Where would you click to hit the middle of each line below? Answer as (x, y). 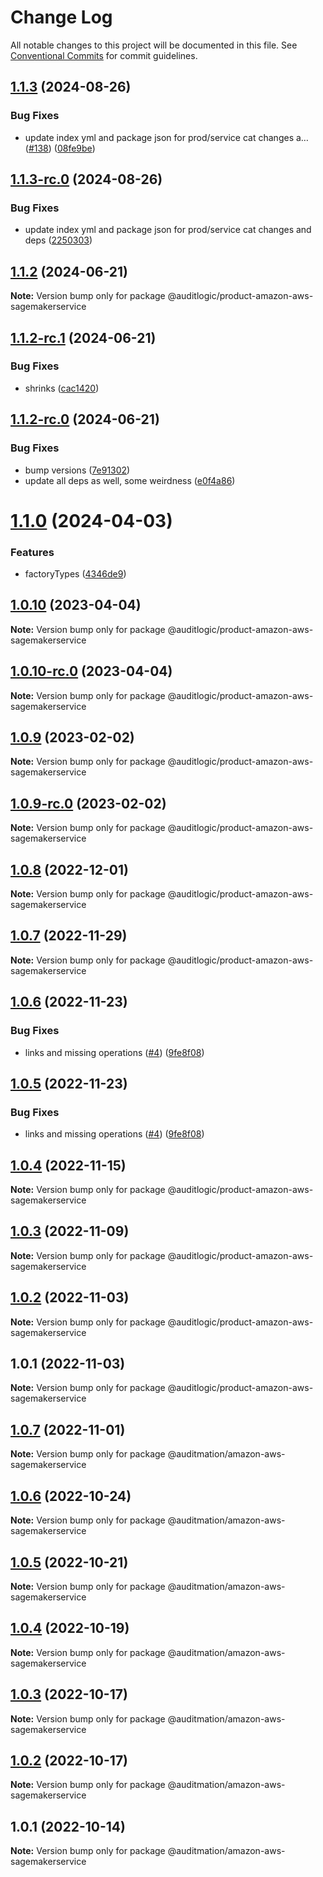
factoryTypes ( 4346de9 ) (75, 573)
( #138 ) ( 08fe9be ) (60, 148)
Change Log (61, 17)
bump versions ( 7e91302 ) (77, 470)
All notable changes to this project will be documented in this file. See (154, 45)
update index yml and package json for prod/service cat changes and (168, 230)
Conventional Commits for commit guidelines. (104, 55)
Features (32, 552)
